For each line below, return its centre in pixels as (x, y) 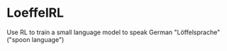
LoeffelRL (35, 13)
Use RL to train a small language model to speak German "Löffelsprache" (113, 32)
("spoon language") (35, 39)
